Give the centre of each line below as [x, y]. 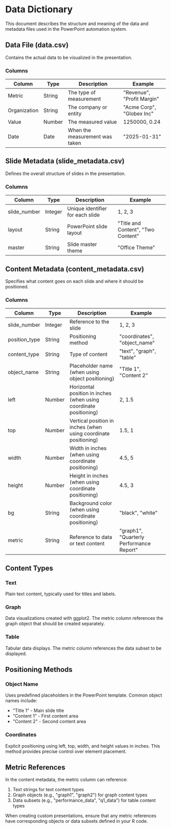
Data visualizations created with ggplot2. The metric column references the [84, 618]
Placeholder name [91, 366]
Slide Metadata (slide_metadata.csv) [65, 161]
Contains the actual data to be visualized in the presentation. [69, 57]
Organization [23, 110]
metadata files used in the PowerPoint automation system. [66, 29]
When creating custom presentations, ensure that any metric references [81, 816]
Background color [91, 503]
